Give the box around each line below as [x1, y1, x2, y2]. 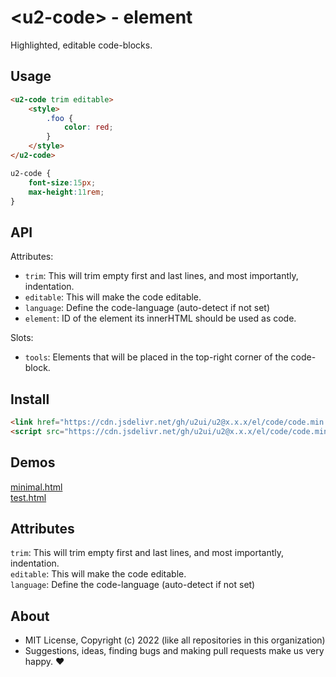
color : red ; [63, 122, 114, 133]
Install [10, 391, 50, 408]
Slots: [10, 332, 34, 344]
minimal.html [10, 481, 63, 493]
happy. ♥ [24, 656, 65, 668]
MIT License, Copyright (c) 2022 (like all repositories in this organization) [24, 634, 326, 646]
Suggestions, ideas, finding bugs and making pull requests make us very [24, 645, 325, 657]
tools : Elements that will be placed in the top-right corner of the [24, 351, 289, 363]
